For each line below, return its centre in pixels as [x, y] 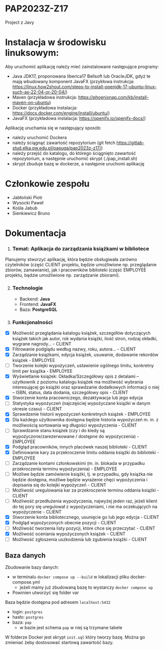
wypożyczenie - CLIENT [37, 512]
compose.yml [26, 582]
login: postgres [27, 612]
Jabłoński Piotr [27, 197]
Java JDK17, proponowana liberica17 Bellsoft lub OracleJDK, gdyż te [81, 76]
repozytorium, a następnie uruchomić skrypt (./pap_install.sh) [75, 158]
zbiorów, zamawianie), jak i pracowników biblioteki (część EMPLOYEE [76, 270]
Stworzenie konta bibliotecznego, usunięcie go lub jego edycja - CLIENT [86, 517]
